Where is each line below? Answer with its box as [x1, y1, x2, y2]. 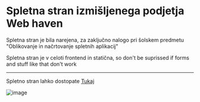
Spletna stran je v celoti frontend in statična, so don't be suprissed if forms [6, 54, 189, 61]
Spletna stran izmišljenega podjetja [6, 4, 185, 18]
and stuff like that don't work [6, 60, 77, 68]
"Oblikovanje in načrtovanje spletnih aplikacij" [6, 43, 118, 50]
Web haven [6, 17, 64, 30]
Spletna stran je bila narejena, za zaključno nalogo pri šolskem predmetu [6, 36, 185, 43]
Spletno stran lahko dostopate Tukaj [6, 77, 95, 84]
